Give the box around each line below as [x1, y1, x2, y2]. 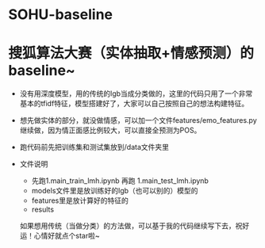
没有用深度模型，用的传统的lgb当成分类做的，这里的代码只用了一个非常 [19, 89, 253, 98]
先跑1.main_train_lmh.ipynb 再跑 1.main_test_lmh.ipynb [31, 176, 209, 185]
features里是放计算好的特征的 [31, 196, 129, 205]
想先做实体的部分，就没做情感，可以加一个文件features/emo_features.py [19, 116, 258, 125]
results [31, 204, 54, 215]
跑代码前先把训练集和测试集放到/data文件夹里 [19, 143, 169, 152]
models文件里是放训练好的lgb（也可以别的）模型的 [31, 186, 198, 196]
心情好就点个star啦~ [33, 231, 101, 241]
